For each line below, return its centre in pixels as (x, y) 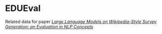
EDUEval (23, 8)
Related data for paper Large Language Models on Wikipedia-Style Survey (81, 22)
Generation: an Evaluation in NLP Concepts (49, 26)
